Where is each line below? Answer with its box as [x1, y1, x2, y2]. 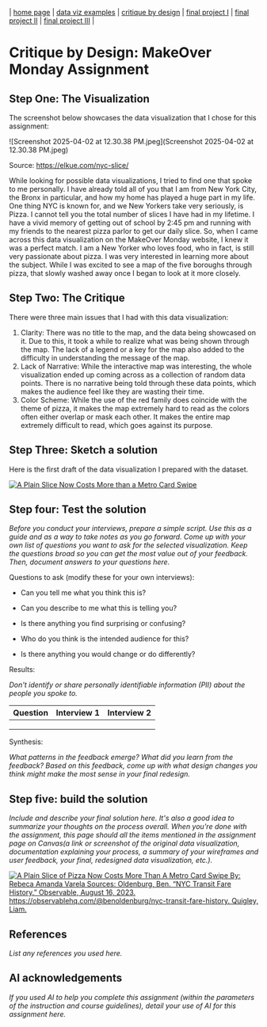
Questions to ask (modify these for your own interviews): [9, 573, 195, 582]
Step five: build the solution [9, 792, 148, 806]
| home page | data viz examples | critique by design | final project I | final [9, 8, 250, 17]
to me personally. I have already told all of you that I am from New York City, [9, 185, 257, 193]
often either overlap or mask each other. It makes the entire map [20, 412, 231, 422]
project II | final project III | [9, 16, 95, 25]
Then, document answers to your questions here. [9, 557, 170, 567]
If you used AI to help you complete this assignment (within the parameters [9, 992, 255, 1002]
